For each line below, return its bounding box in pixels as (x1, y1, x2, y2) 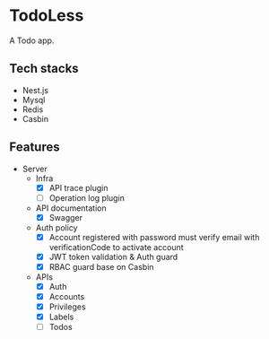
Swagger (48, 212, 83, 222)
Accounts (48, 291, 85, 301)
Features (9, 140, 60, 155)
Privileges (48, 301, 87, 312)
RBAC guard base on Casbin (48, 261, 154, 272)
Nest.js (22, 84, 49, 95)
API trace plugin (48, 182, 108, 193)
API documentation (35, 203, 107, 213)
